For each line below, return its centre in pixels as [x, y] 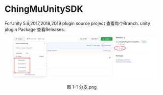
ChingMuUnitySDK [44, 9]
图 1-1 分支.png [82, 87]
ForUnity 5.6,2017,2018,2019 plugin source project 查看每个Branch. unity [77, 23]
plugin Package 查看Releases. [35, 29]
